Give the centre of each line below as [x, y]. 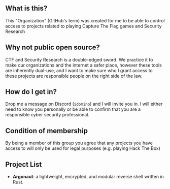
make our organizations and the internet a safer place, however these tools [84, 65]
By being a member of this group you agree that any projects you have [79, 143]
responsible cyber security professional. [47, 115]
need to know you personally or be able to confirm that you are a [73, 109]
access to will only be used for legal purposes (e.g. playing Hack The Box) [83, 148]
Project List [24, 164]
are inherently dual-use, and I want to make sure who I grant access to [79, 70]
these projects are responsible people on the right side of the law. [74, 76]
